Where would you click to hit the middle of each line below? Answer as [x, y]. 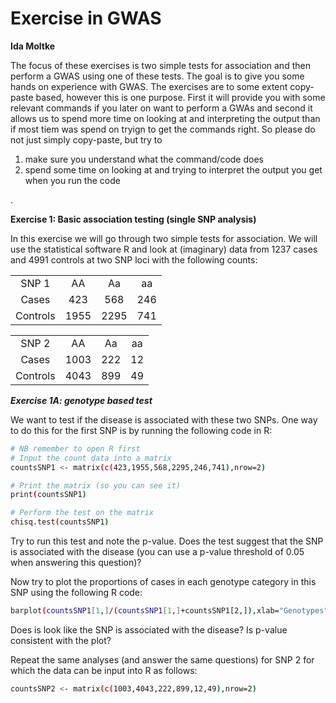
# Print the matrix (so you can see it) [96, 485]
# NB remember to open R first [75, 448]
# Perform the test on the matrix [82, 513]
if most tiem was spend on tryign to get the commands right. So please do [163, 129]
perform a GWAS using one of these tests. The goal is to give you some [157, 76]
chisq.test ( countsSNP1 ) [60, 522]
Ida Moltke [33, 46]
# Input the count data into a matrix [91, 458]
